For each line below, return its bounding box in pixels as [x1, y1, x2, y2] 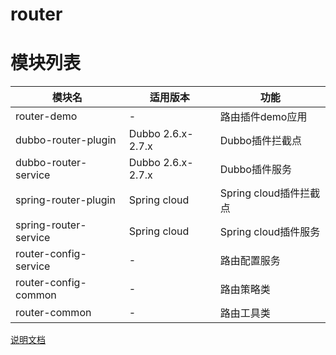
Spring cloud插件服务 [219, 225, 321, 239]
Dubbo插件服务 [219, 163, 292, 177]
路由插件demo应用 [219, 110, 308, 124]
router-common [15, 306, 92, 320]
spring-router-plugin [15, 193, 116, 207]
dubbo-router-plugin [15, 133, 117, 147]
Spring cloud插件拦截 [219, 186, 321, 200]
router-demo [15, 109, 78, 123]
